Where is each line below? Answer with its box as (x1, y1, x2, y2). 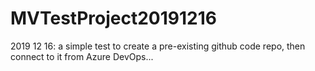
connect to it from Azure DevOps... (10, 50, 154, 62)
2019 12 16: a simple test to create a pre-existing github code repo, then (10, 40, 306, 52)
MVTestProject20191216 (10, 7, 217, 30)
